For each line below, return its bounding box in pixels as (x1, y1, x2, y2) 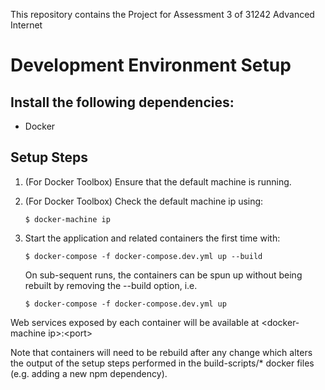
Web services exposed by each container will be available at (10, 316, 260, 328)
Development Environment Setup (10, 54, 292, 77)
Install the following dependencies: (10, 94, 235, 111)
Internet (10, 19, 43, 31)
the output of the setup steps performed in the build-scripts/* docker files (10, 357, 315, 369)
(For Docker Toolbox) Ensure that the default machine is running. (24, 175, 292, 188)
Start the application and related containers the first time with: (24, 232, 281, 244)
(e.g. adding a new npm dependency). (10, 367, 168, 379)
